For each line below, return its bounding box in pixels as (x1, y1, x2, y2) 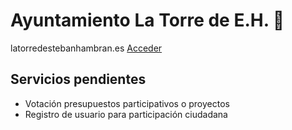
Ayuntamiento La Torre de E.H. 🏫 (10, 9, 285, 32)
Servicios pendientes (10, 71, 147, 88)
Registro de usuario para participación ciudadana (24, 108, 228, 120)
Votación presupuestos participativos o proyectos (24, 97, 230, 109)
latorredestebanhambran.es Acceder (10, 42, 163, 54)
